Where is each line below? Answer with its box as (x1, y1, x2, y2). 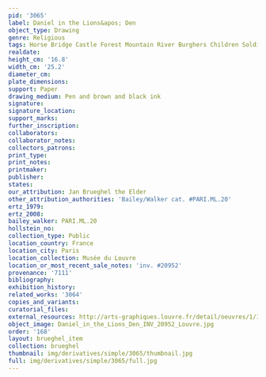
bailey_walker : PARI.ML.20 (8, 217, 97, 225)
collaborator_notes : (8, 136, 77, 145)
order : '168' (8, 327, 51, 336)
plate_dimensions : (8, 77, 69, 85)
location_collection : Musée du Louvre (8, 254, 136, 262)
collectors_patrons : (8, 144, 77, 152)
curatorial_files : (8, 305, 69, 313)
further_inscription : (8, 122, 80, 130)
